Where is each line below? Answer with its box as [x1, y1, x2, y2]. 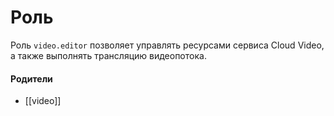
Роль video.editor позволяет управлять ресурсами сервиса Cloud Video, [10, 39, 325, 51]
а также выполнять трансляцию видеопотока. [10, 49, 207, 61]
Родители [10, 72, 53, 85]
